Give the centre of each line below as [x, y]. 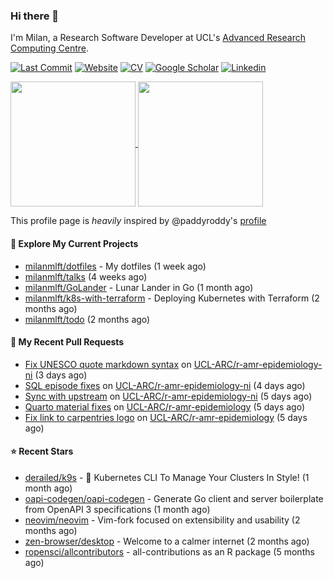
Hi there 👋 [35, 16]
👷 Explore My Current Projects [74, 243]
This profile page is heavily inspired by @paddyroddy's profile [138, 221]
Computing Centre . [49, 48]
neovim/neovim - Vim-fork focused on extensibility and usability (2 [162, 520]
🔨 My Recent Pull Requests [67, 342]
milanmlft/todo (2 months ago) [87, 319]
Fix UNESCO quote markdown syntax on [108, 364]
